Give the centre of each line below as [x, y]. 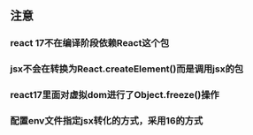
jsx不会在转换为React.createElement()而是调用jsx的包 [127, 69]
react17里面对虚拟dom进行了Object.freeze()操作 [115, 95]
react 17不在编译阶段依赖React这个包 [90, 43]
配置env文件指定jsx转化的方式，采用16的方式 [107, 121]
